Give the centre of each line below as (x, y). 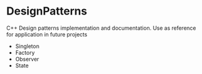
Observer (27, 59)
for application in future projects (47, 34)
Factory (25, 52)
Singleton (27, 46)
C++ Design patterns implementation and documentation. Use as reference (101, 28)
